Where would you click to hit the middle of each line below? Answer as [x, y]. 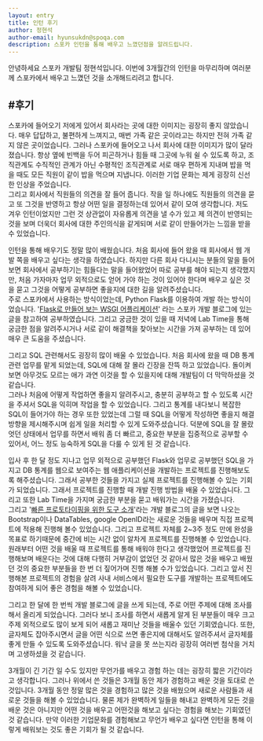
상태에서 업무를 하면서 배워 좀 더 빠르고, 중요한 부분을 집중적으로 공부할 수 [135, 434]
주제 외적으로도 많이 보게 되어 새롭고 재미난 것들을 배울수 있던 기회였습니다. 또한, [131, 624]
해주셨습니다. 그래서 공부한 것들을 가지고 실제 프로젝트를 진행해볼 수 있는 [127, 479]
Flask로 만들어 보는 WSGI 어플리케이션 [99, 309]
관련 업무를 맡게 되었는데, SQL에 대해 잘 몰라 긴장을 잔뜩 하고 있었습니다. [119, 365]
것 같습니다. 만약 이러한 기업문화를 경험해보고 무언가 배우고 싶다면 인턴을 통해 [126, 719]
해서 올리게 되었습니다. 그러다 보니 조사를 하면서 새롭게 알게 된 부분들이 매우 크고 [131, 614]
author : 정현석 [31, 30]
